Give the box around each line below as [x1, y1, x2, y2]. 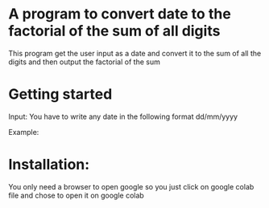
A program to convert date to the [8, 5, 231, 23]
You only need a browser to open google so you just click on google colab [8, 181, 255, 191]
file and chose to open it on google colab [8, 190, 145, 200]
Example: [8, 127, 39, 137]
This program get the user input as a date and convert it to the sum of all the [8, 48, 262, 58]
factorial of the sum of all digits [8, 22, 221, 40]
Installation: [8, 156, 90, 173]
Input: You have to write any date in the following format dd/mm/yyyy [8, 112, 238, 121]
